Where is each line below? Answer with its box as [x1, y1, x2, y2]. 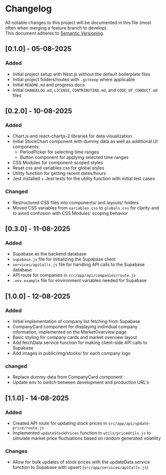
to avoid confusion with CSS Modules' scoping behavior [12, 210, 128, 216]
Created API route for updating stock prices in [12, 420, 107, 426]
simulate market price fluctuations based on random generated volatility [12, 435, 161, 441]
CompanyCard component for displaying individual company [12, 323, 138, 329]
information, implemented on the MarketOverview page [12, 328, 126, 335]
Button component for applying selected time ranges [19, 154, 129, 160]
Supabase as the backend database [12, 251, 86, 257]
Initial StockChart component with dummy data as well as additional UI [12, 138, 158, 144]
